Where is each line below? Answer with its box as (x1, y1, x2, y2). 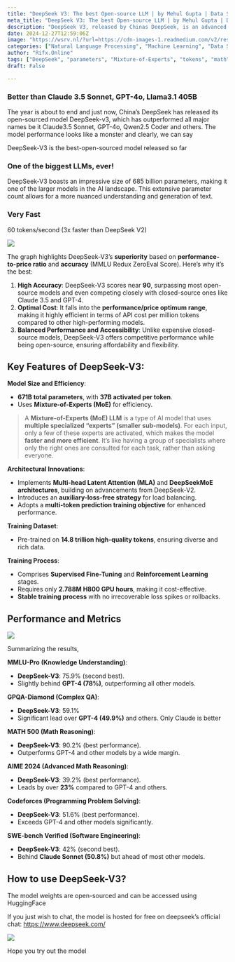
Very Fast (7, 210, 41, 220)
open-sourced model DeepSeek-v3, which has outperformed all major (7, 115, 210, 123)
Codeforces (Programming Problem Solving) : (7, 797, 141, 806)
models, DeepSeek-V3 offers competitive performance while (38, 333, 215, 341)
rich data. (17, 543, 45, 552)
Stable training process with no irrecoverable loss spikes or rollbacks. (17, 592, 221, 601)
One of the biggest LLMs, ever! (7, 161, 114, 171)
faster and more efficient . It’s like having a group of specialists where (24, 436, 226, 445)
